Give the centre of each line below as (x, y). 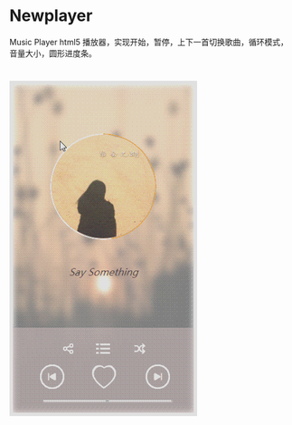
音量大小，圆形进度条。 (53, 53)
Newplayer (51, 16)
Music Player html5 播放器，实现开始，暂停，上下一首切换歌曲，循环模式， (149, 42)
